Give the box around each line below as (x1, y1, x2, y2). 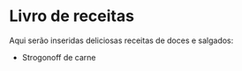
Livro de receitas (9, 6, 135, 26)
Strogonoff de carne (21, 52, 96, 62)
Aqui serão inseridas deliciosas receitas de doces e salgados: (9, 35, 234, 46)
